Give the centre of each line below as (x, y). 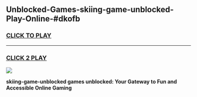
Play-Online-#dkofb (43, 19)
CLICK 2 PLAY (26, 58)
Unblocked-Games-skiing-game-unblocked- (90, 10)
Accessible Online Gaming (39, 88)
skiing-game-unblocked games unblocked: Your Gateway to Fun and (91, 81)
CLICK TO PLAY (29, 36)
